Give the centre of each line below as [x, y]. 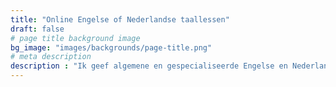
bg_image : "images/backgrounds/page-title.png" [111, 47]
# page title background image [75, 38]
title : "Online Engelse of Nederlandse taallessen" [120, 19]
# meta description [51, 57]
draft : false [37, 29]
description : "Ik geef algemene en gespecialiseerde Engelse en [149, 66]
